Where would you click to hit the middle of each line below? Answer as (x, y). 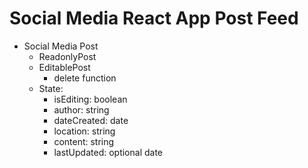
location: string (84, 131)
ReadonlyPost (67, 56)
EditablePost (64, 67)
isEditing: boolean (90, 99)
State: (51, 88)
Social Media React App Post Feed (154, 18)
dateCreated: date (91, 120)
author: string (81, 109)
